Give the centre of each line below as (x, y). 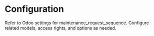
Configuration (34, 9)
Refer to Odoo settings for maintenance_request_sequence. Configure (77, 23)
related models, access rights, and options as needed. (60, 28)
